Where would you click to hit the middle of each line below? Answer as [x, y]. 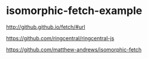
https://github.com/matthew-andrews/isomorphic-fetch [74, 49]
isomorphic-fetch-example [74, 11]
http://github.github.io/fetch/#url [46, 27]
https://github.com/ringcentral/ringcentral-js [60, 38]
